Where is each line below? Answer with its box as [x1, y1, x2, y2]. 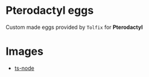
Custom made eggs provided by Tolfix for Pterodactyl [5, 23, 143, 31]
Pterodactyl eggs [5, 4, 94, 17]
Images [5, 45, 43, 58]
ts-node [14, 64, 34, 72]
